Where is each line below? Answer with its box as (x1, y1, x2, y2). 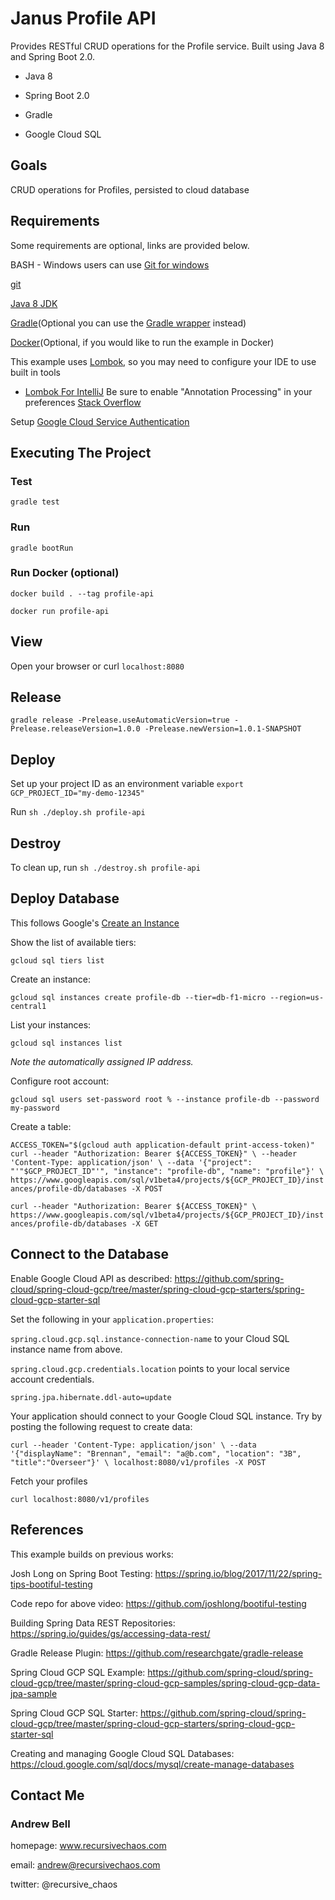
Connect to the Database (10, 1246, 169, 1263)
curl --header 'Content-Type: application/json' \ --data (10, 1440, 257, 1450)
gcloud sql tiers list (10, 955, 105, 966)
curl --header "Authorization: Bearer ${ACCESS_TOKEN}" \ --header (10, 1148, 298, 1159)
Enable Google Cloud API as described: (10, 1272, 173, 1284)
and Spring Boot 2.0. (10, 50, 95, 62)
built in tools (10, 366, 61, 378)
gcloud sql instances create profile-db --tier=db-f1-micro (10, 992, 267, 1002)
